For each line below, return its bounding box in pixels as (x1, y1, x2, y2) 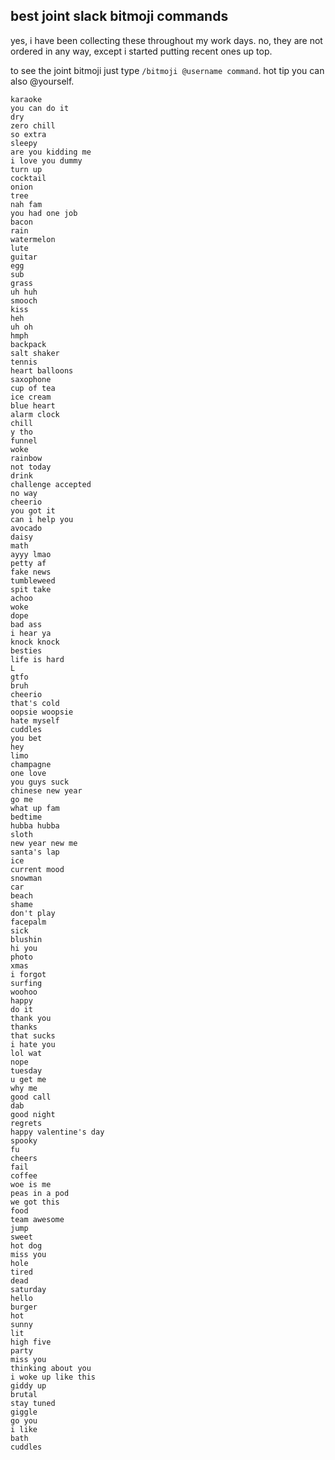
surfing (10, 978, 43, 988)
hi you (10, 943, 38, 953)
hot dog (10, 1240, 43, 1251)
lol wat (10, 1048, 43, 1058)
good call (10, 1092, 52, 1102)
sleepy (10, 138, 38, 148)
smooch (10, 295, 38, 306)
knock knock (10, 637, 60, 647)
